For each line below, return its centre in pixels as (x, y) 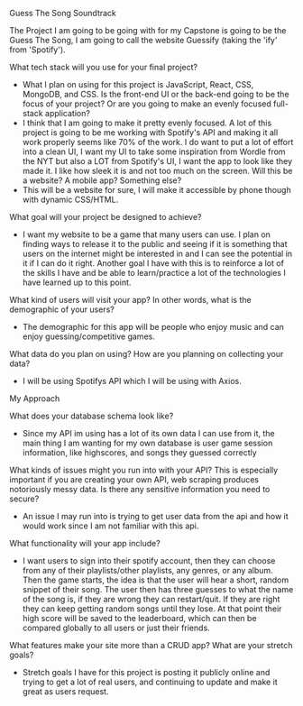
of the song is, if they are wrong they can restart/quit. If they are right (151, 599)
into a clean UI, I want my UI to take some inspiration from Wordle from (154, 151)
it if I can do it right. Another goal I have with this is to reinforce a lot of (153, 263)
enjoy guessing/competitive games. (88, 336)
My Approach (35, 399)
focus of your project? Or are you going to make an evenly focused (147, 104)
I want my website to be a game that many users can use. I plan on (146, 234)
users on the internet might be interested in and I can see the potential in (157, 253)
